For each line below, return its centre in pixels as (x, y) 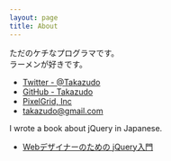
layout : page (34, 18)
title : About (34, 26)
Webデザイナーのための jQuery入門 (88, 147)
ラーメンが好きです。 (49, 64)
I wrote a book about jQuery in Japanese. (86, 128)
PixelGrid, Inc (47, 101)
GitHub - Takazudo (58, 92)
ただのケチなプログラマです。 (64, 53)
